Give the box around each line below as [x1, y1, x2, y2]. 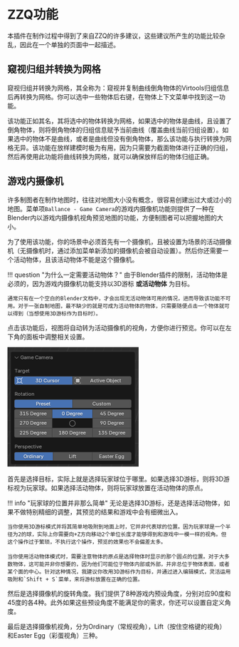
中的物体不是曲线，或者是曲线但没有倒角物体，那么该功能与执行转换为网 [19, 134, 232, 143]
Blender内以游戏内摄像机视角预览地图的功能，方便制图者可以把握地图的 [7, 213, 217, 222]
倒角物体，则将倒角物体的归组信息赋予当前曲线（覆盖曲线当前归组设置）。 [7, 126, 223, 134]
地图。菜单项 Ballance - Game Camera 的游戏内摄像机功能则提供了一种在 [7, 204, 215, 213]
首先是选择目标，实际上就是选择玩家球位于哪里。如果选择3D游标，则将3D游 [7, 474, 230, 483]
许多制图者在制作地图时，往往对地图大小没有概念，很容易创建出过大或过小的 [7, 195, 232, 204]
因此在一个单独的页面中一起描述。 [19, 40, 119, 49]
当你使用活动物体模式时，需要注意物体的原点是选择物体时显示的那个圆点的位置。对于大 [7, 553, 225, 560]
